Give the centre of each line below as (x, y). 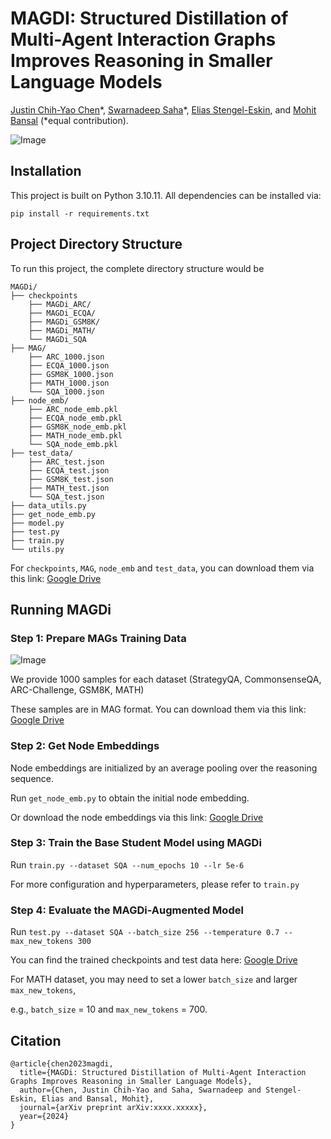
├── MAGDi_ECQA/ (62, 313)
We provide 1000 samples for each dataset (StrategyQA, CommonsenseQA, (166, 679)
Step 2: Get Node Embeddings (85, 746)
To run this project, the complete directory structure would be (137, 268)
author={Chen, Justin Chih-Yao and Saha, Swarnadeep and (140, 1090)
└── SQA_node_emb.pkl (73, 444)
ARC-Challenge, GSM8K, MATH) (77, 690)
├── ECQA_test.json (69, 470)
